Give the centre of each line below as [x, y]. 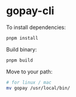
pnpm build [20, 60]
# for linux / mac [29, 82]
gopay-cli [30, 11]
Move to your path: [29, 72]
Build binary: [22, 49]
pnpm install [22, 38]
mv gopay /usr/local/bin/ [38, 88]
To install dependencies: [36, 27]
